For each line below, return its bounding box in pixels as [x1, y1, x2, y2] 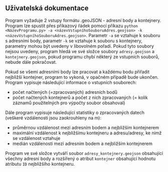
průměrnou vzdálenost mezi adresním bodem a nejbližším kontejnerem [12, 124, 159, 130]
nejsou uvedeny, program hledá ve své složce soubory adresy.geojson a [5, 48, 154, 54]
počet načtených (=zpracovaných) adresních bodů [12, 89, 118, 95]
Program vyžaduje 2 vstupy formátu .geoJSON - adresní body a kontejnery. [5, 17, 161, 23]
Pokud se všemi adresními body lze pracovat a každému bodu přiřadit [5, 69, 149, 75]
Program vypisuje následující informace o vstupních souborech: [5, 79, 137, 85]
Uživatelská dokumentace [5, 4, 89, 13]
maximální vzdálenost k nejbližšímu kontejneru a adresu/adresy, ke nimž [12, 130, 162, 136]
